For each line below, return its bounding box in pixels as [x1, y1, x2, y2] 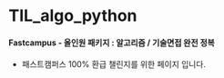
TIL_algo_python [8, 5, 137, 26]
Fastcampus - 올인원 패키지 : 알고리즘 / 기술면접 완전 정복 [8, 37, 215, 48]
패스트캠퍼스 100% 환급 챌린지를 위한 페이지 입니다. [21, 59, 207, 70]
